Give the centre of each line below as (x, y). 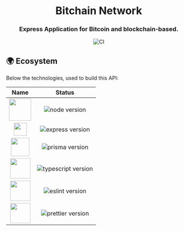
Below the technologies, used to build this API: (62, 78)
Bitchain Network (99, 11)
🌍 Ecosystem (32, 61)
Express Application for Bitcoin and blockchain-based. (99, 29)
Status (65, 93)
